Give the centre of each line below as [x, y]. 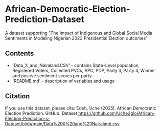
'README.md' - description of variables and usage [63, 81]
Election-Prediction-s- [28, 118]
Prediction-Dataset [45, 19]
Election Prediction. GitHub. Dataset [41, 113]
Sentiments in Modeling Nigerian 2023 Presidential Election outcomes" [77, 38]
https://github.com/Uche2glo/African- [116, 113]
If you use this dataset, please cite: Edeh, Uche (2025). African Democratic [81, 108]
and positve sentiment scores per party [52, 76]
